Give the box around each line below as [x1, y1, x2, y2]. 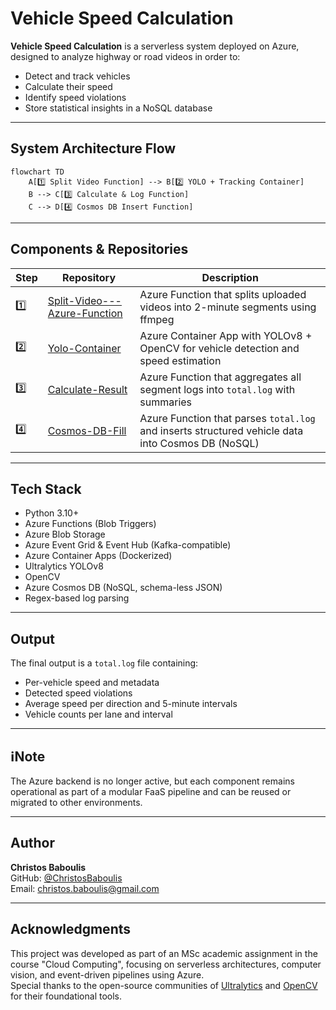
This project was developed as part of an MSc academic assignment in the [10, 947, 318, 959]
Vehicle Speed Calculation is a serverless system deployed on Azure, [10, 40, 300, 52]
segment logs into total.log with [139, 382, 296, 396]
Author [10, 835, 55, 852]
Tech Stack [10, 480, 82, 497]
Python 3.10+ [24, 507, 80, 519]
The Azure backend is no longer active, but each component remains [10, 775, 295, 787]
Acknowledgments [10, 921, 132, 938]
